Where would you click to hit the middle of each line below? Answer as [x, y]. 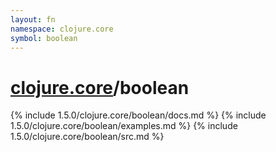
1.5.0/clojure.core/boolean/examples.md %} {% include [124, 126]
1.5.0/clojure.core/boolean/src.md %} [87, 137]
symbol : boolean [44, 38]
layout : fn [33, 19]
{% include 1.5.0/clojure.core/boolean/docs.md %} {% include [138, 115]
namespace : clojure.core [62, 29]
